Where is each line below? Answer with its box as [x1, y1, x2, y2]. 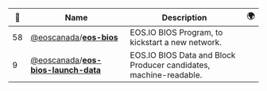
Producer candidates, [130, 59, 211, 70]
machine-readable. [130, 70, 203, 80]
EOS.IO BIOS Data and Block [130, 50, 236, 60]
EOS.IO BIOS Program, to [130, 27, 223, 38]
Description [161, 12, 207, 23]
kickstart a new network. [130, 37, 222, 47]
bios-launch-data [30, 65, 102, 75]
